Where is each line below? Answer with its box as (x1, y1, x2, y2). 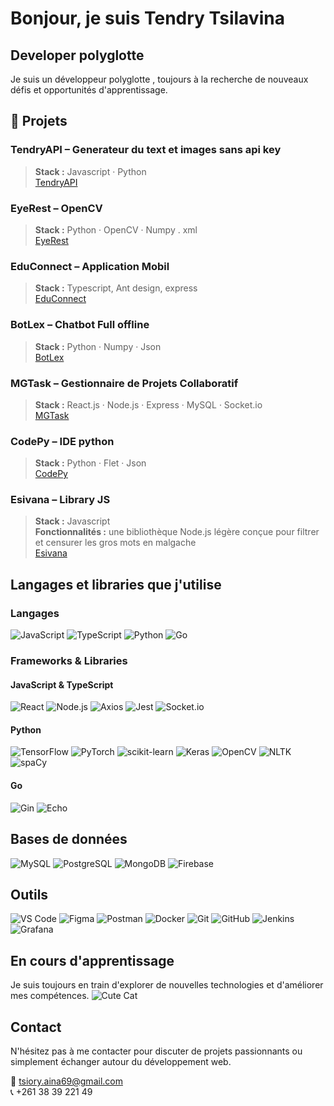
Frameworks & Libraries (10, 654, 128, 668)
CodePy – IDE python (10, 434, 115, 448)
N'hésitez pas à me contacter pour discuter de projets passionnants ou (10, 1045, 303, 1057)
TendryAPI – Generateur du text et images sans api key (10, 143, 282, 157)
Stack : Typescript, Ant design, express (34, 282, 198, 294)
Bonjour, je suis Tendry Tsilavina (10, 7, 285, 30)
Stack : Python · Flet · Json (34, 457, 147, 469)
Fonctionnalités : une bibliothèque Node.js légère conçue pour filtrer (34, 526, 320, 538)
